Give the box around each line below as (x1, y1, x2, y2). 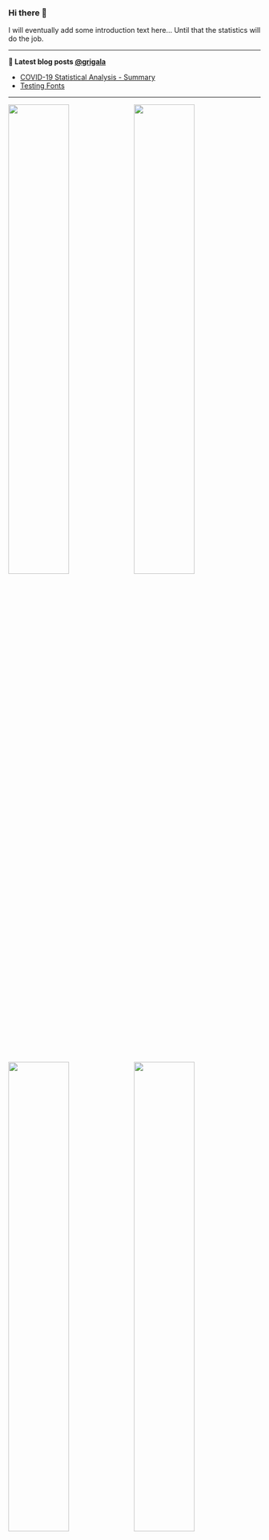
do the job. (8, 34, 44, 43)
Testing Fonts (19, 81, 66, 91)
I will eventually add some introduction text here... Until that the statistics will (8, 26, 261, 35)
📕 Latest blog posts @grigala (8, 57, 106, 67)
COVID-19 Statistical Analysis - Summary (19, 72, 156, 83)
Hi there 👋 (8, 7, 48, 18)
